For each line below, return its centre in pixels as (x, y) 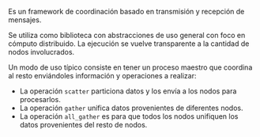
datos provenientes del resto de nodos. (83, 125)
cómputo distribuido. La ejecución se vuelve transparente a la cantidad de (129, 44)
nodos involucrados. (41, 52)
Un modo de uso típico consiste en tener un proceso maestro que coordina (130, 67)
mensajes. (25, 20)
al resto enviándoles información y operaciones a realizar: (102, 76)
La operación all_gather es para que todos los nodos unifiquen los (129, 116)
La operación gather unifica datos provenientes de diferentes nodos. (131, 108)
